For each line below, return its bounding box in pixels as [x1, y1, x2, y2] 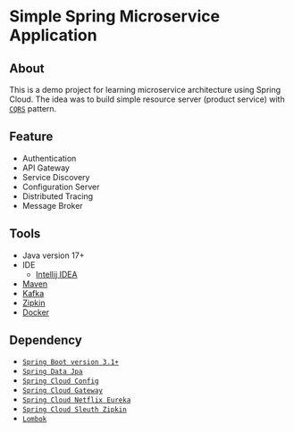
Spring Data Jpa [21, 368, 83, 377]
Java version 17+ [21, 250, 85, 261]
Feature [9, 129, 54, 145]
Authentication [21, 153, 77, 163]
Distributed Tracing [21, 190, 94, 202]
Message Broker [21, 200, 83, 211]
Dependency [9, 333, 82, 348]
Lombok [21, 415, 47, 424]
